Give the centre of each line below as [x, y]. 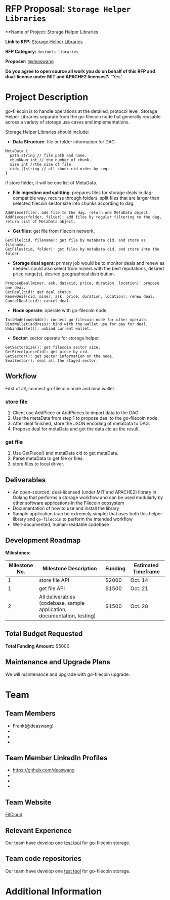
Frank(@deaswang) [33, 726]
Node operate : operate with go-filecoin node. [60, 310]
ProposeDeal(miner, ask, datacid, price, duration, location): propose [82, 283]
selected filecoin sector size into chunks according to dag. [74, 203]
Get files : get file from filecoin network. [54, 231]
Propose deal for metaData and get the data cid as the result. [76, 429]
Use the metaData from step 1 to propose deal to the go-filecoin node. [86, 418]
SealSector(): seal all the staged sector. [52, 361]
